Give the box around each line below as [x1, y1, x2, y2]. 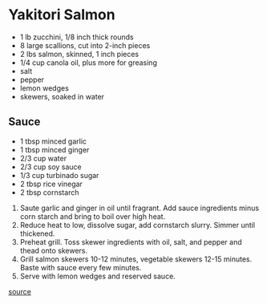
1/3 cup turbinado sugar [19, 170, 99, 180]
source [8, 286, 32, 296]
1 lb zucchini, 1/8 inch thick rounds [19, 32, 134, 42]
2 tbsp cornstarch [19, 187, 79, 197]
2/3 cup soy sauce [19, 162, 82, 172]
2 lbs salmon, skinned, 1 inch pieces [19, 49, 139, 59]
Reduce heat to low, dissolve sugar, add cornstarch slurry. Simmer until [19, 220, 255, 229]
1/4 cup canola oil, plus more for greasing [19, 58, 158, 67]
